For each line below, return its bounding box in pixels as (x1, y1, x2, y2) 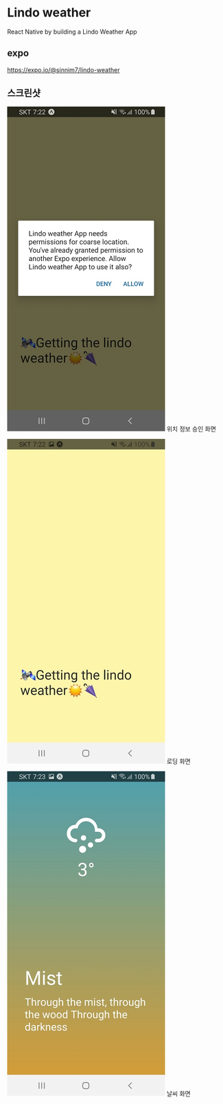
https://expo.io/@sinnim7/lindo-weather (7, 65, 120, 74)
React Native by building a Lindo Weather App (7, 27, 137, 36)
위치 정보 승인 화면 (166, 425, 216, 433)
